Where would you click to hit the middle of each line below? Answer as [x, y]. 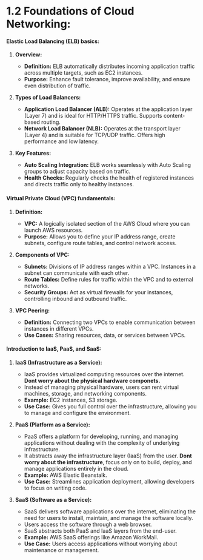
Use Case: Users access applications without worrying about [101, 544]
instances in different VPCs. [59, 328]
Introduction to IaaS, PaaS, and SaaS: [54, 349]
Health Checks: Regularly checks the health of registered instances [109, 178]
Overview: [28, 55]
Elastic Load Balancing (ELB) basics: [53, 41]
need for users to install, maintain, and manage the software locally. [108, 518]
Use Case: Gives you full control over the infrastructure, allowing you [110, 406]
